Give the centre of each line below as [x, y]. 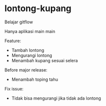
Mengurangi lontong [32, 55]
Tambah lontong [28, 50]
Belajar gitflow [19, 22]
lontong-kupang [38, 9]
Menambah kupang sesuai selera [45, 60]
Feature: [13, 41]
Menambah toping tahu [35, 79]
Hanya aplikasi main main [30, 31]
